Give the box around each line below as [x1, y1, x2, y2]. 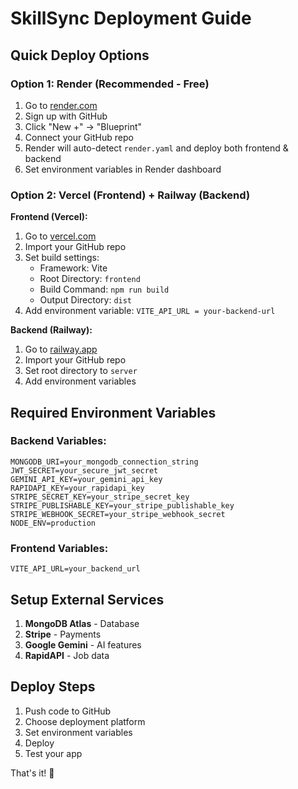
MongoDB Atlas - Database [24, 617, 140, 629]
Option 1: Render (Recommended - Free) [10, 77, 210, 91]
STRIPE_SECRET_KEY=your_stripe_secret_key [10, 492, 190, 502]
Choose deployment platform [24, 715, 146, 727]
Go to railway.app [24, 343, 98, 356]
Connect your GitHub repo [24, 131, 134, 143]
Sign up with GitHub [24, 110, 108, 122]
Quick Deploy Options [10, 47, 150, 64]
